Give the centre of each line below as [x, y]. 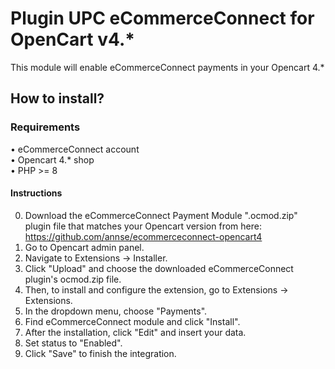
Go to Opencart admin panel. [84, 247]
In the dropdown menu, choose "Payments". [116, 311]
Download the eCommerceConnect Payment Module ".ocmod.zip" [161, 215]
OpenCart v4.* [72, 39]
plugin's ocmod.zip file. [73, 279]
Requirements [45, 127]
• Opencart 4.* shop [52, 159]
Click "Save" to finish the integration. [100, 353]
